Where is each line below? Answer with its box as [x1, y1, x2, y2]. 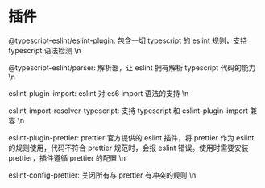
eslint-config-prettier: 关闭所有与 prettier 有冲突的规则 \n [8, 170, 197, 180]
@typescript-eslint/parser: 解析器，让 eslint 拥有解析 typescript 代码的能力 [8, 62, 256, 73]
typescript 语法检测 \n [8, 45, 81, 55]
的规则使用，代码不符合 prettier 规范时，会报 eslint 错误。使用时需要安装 [8, 143, 249, 152]
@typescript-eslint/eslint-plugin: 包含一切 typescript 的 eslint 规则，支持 [8, 36, 248, 45]
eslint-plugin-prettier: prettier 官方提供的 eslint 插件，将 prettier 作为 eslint [8, 132, 255, 142]
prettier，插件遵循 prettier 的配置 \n [8, 152, 126, 162]
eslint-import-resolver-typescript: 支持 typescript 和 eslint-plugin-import [8, 106, 248, 115]
